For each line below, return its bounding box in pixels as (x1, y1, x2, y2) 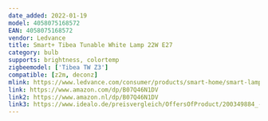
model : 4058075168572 (8, 19, 81, 27)
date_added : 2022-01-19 (8, 11, 88, 20)
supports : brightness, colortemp (8, 57, 120, 64)
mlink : (8, 78, 30, 86)
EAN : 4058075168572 (8, 26, 73, 34)
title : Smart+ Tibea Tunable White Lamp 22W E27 (8, 41, 173, 49)
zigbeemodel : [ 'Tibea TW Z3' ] (8, 64, 109, 72)
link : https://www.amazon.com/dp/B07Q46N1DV (8, 85, 159, 94)
